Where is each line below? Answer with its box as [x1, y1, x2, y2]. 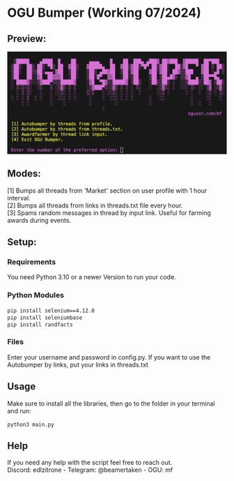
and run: [7, 406, 31, 415]
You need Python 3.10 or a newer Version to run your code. [7, 273, 176, 281]
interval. [7, 193, 31, 202]
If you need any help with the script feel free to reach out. [7, 459, 173, 467]
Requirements [7, 257, 56, 267]
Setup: [7, 236, 37, 248]
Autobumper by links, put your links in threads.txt [7, 360, 148, 369]
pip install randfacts [7, 321, 73, 328]
